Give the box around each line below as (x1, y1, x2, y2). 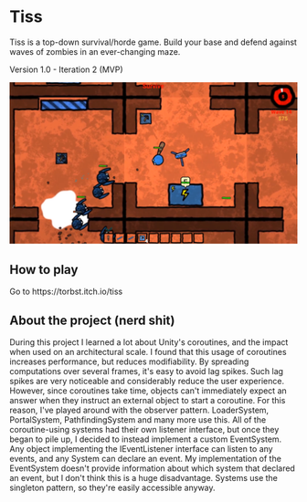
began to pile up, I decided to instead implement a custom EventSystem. (9, 434, 282, 444)
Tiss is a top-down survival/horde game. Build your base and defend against (9, 37, 297, 47)
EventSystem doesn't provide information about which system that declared (9, 463, 295, 474)
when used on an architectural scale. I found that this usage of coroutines (9, 347, 287, 358)
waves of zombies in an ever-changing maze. (9, 46, 181, 57)
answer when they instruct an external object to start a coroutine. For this (9, 395, 286, 406)
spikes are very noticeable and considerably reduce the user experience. (9, 376, 285, 387)
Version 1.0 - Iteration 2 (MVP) (9, 64, 123, 75)
